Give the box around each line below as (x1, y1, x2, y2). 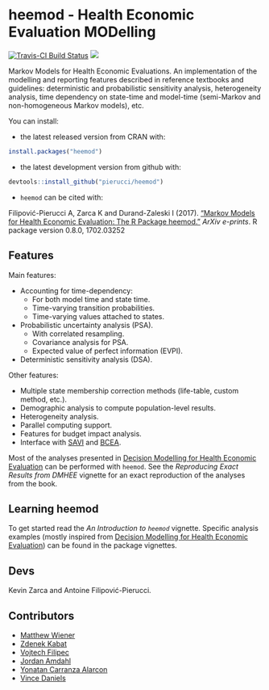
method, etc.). (19, 394, 67, 404)
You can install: (8, 116, 59, 126)
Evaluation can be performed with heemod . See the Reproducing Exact (8, 461, 239, 471)
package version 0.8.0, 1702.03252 (8, 225, 126, 235)
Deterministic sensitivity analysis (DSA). (19, 354, 153, 364)
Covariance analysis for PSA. (31, 337, 129, 347)
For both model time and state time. (31, 294, 151, 304)
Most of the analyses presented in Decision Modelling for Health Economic (8, 452, 257, 462)
